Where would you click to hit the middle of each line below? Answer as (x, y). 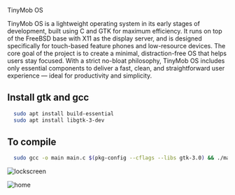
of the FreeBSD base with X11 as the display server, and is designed (105, 38)
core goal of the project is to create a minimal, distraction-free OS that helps (117, 53)
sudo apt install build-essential (64, 114)
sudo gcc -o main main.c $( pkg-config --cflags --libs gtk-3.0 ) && (114, 158)
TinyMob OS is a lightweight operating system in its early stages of (104, 23)
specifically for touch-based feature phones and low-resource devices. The (116, 46)
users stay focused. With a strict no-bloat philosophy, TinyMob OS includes (116, 61)
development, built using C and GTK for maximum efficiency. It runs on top (115, 31)
